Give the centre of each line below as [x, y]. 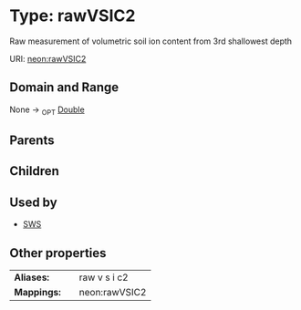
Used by [33, 202]
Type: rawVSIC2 [73, 16]
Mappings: [38, 292]
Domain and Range [64, 88]
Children [34, 171]
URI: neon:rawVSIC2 [48, 58]
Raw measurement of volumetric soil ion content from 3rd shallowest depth [151, 41]
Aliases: [32, 277]
